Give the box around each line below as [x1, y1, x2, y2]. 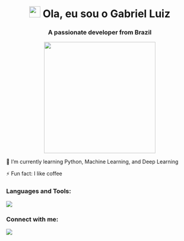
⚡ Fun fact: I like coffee [6, 170, 62, 177]
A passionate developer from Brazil [47, 28, 152, 37]
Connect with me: [6, 215, 59, 223]
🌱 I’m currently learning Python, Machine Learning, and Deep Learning [6, 158, 179, 166]
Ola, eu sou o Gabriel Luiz [42, 7, 171, 21]
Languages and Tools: [6, 187, 71, 195]
